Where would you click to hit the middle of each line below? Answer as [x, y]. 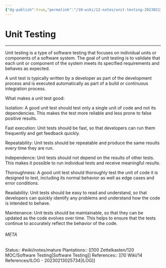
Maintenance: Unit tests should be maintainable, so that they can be [74, 213]
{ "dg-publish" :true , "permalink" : [40, 10]
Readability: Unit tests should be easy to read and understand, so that [76, 192]
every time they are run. [29, 148]
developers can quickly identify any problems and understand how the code [83, 198]
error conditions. [22, 183]
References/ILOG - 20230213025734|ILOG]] [50, 260]
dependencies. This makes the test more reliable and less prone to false [78, 113]
